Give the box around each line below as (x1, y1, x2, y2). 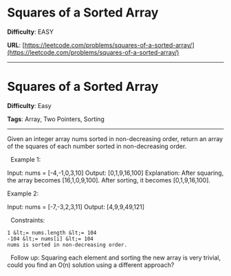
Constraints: (10, 215, 45, 224)
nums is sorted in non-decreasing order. (7, 241, 128, 248)
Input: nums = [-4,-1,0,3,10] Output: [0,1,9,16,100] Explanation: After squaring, (7, 169, 224, 177)
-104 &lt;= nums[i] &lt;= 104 (7, 235, 94, 242)
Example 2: (7, 189, 39, 198)
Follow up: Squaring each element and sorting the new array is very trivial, (10, 253, 221, 262)
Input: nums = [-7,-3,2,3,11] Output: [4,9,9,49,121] (7, 202, 145, 211)
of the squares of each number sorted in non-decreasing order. (7, 142, 187, 150)
